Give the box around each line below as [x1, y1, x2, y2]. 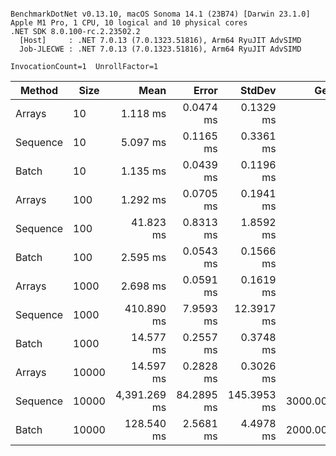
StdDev [240, 84, 277, 97]
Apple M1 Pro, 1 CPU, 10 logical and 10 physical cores [10, 18, 248, 28]
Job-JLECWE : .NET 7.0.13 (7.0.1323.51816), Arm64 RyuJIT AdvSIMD [19, 44, 302, 54]
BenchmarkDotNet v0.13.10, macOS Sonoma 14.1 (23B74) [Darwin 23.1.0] [10, 9, 311, 19]
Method [19, 84, 59, 97]
